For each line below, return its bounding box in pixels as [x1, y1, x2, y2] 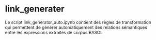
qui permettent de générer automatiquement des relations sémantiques [5, 24, 148, 30]
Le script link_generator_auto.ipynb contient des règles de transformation [5, 19, 152, 25]
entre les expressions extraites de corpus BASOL [5, 29, 103, 35]
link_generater [5, 3, 64, 14]
